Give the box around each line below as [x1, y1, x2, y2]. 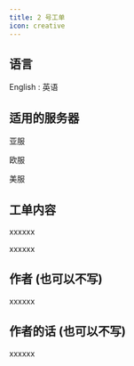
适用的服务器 [9, 110, 80, 126]
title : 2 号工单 [9, 12, 66, 22]
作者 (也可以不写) [9, 272, 103, 287]
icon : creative [9, 21, 66, 30]
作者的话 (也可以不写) [9, 324, 126, 339]
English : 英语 [9, 82, 59, 93]
